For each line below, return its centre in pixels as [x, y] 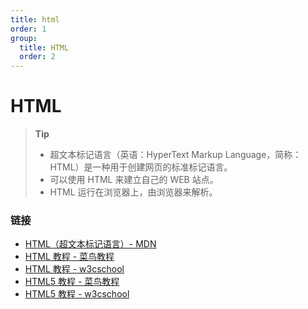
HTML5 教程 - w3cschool [77, 294]
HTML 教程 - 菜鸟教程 [69, 257]
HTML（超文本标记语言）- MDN [90, 244]
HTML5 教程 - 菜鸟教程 [72, 282]
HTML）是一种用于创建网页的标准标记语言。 [141, 167]
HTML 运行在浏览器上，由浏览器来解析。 [133, 192]
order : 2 [37, 57]
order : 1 [28, 29]
